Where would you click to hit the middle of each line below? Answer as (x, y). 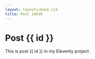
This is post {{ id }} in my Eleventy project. (48, 51)
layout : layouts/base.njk (31, 9)
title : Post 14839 (24, 14)
